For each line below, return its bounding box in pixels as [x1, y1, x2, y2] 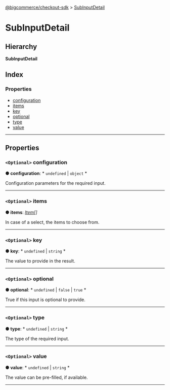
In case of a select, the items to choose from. [5, 219, 100, 225]
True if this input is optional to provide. [5, 297, 86, 303]
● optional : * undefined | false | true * [5, 287, 87, 293]
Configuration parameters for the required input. [5, 180, 106, 186]
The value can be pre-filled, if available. [5, 374, 88, 380]
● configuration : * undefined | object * [5, 170, 88, 177]
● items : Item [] [5, 209, 37, 215]
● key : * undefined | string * [5, 248, 66, 254]
